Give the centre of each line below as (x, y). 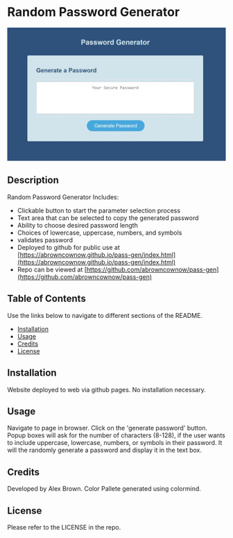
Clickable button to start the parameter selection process (99, 210)
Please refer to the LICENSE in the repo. (64, 527)
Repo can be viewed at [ (52, 269)
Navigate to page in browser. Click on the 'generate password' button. (107, 428)
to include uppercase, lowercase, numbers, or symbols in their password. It (115, 443)
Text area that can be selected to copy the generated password (108, 218)
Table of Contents (47, 299)
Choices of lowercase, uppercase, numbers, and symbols (100, 233)
